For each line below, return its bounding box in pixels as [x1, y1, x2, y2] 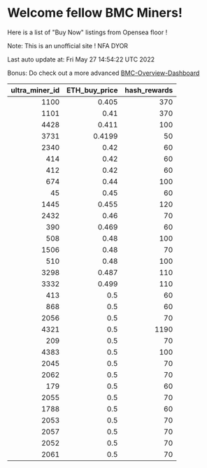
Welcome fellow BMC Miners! [7, 5, 183, 21]
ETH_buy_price [66, 85, 118, 95]
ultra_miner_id [10, 85, 60, 95]
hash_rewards [124, 85, 173, 95]
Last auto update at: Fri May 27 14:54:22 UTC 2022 [7, 55, 155, 64]
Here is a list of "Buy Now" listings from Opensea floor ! [7, 28, 168, 36]
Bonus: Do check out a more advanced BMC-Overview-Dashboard [7, 69, 200, 77]
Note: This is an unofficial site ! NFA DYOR [7, 41, 128, 50]
